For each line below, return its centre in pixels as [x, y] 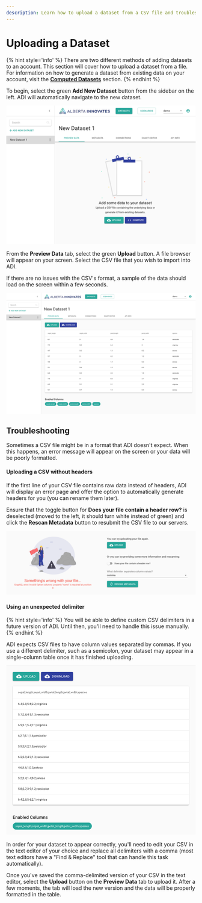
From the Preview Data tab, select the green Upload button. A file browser [99, 253]
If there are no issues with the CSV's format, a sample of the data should [96, 278]
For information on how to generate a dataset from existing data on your [96, 73]
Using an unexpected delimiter [45, 606]
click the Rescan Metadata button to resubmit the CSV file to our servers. [97, 522]
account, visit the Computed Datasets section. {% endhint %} [83, 79]
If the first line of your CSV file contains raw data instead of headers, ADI [96, 485]
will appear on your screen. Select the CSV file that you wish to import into [98, 260]
